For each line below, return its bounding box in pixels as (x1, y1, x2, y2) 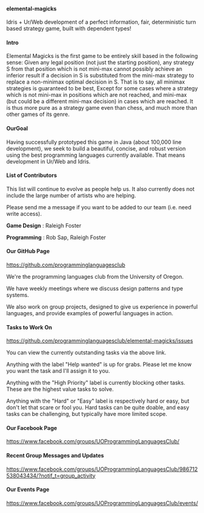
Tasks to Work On (6, 323, 52, 331)
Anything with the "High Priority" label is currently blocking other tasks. (6, 379, 186, 387)
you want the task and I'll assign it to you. (6, 367, 110, 375)
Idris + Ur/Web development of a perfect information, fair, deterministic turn (6, 18, 197, 26)
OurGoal (6, 125, 29, 132)
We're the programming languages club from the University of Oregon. (6, 273, 184, 281)
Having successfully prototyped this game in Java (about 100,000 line (6, 138, 181, 146)
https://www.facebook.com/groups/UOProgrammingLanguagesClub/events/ (6, 499, 199, 506)
